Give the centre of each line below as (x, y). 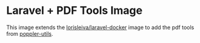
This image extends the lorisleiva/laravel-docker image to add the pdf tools (100, 27)
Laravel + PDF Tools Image (74, 11)
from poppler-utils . (30, 33)
